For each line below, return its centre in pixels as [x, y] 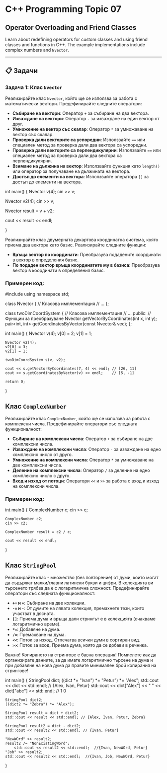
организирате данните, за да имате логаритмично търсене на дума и [79, 660]
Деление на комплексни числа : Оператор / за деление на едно [81, 470]
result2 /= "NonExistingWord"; [38, 743]
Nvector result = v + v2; [30, 211]
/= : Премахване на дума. [39, 634]
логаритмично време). [37, 624]
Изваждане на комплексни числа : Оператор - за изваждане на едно [87, 449]
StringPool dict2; [24, 700]
